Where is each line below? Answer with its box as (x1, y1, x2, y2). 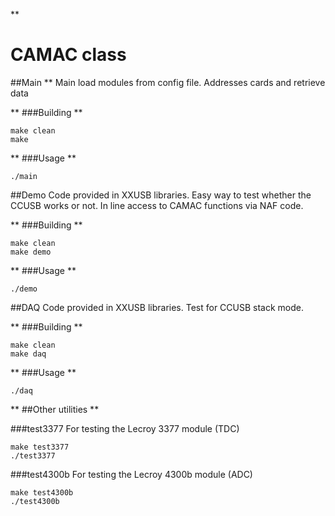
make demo (10, 247, 52, 257)
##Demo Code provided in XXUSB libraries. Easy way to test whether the (10, 189, 312, 201)
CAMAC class (10, 44, 127, 66)
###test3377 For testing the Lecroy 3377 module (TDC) (10, 422, 240, 434)
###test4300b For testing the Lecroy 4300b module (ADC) (10, 468, 253, 480)
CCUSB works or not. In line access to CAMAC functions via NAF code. (10, 199, 304, 211)
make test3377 (10, 442, 70, 452)
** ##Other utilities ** (10, 403, 100, 415)
